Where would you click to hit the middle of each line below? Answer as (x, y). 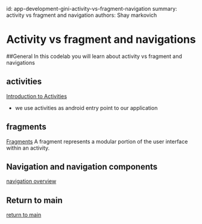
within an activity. (28, 148)
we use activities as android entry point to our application (86, 107)
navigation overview (31, 181)
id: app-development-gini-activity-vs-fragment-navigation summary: (92, 9)
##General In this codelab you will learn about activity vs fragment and (94, 56)
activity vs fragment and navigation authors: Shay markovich (82, 15)
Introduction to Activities (37, 96)
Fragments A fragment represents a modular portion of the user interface (97, 141)
